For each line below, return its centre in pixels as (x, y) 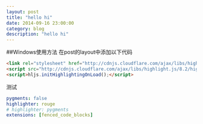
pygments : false (27, 98)
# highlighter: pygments (37, 110)
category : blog (25, 29)
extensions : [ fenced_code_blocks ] (50, 115)
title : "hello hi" (29, 17)
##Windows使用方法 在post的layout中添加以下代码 (69, 52)
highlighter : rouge (31, 104)
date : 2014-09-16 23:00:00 (40, 23)
